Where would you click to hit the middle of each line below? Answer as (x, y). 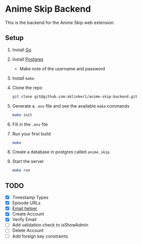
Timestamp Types (30, 198)
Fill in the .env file (30, 124)
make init (22, 115)
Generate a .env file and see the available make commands (71, 106)
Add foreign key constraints (40, 236)
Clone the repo (27, 88)
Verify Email (24, 220)
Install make (23, 78)
